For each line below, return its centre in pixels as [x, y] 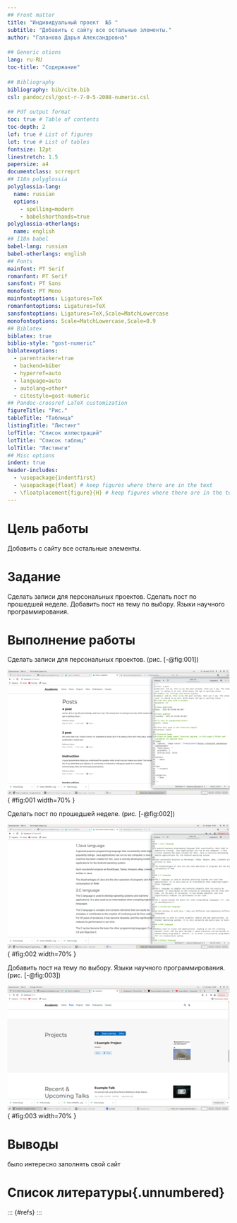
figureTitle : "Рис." [38, 410]
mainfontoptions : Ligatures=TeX [55, 299]
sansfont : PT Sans [34, 284]
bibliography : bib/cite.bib [49, 90]
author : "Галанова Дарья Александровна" [68, 38]
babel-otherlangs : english [47, 254]
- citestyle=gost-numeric [52, 396]
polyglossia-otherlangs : [44, 224]
